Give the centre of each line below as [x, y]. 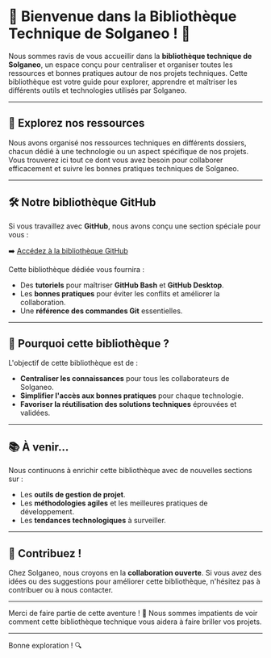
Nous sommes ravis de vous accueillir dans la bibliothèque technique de [130, 56]
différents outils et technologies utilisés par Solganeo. [98, 90]
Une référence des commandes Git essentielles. [101, 311]
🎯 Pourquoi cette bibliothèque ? [89, 344]
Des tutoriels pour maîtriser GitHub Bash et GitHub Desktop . [122, 285]
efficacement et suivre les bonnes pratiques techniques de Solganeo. [124, 168]
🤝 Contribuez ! [45, 553]
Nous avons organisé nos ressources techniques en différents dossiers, [128, 142]
